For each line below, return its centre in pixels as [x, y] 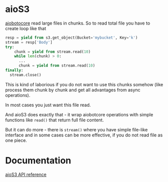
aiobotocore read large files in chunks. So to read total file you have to [78, 23]
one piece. [16, 140]
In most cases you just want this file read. [48, 105]
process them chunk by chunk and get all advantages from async [73, 90]
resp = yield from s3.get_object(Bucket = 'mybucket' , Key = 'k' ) [71, 38]
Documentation [38, 160]
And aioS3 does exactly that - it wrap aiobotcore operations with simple [79, 114]
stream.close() [26, 75]
